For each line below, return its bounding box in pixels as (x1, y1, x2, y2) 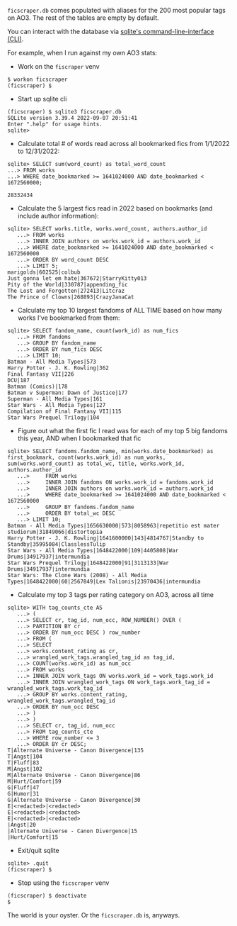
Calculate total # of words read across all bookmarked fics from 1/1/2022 (17, 140, 230, 147)
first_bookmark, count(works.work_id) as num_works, (7, 454, 166, 461)
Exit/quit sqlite (17, 847, 59, 854)
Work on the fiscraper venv (17, 62, 100, 70)
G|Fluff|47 (7, 784, 40, 791)
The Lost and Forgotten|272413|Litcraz (7, 287, 125, 294)
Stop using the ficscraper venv (17, 878, 110, 887)
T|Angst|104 (7, 753, 42, 760)
